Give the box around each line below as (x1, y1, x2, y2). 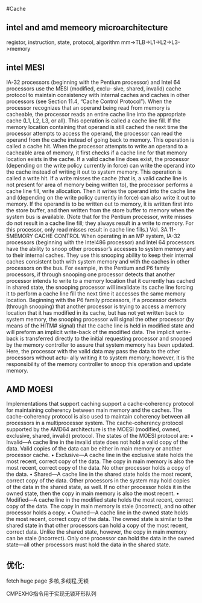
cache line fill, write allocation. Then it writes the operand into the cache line (6, 187, 196, 195)
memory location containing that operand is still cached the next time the (6, 123, 188, 130)
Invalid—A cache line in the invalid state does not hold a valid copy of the (6, 438, 188, 446)
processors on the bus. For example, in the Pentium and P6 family (6, 264, 170, 271)
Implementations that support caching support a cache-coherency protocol (6, 400, 194, 408)
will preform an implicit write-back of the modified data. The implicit (6, 328, 175, 335)
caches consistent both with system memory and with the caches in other (6, 257, 190, 265)
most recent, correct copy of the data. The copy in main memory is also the (6, 458, 194, 465)
